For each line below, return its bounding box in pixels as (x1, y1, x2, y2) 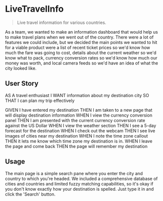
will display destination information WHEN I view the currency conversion (5, 112, 153, 118)
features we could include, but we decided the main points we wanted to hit (5, 39, 158, 45)
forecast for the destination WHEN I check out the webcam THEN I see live (5, 128, 155, 134)
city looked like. (5, 65, 37, 71)
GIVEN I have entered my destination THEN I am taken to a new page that (5, 107, 153, 113)
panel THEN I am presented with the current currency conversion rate (5, 117, 145, 123)
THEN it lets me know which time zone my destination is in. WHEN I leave (5, 138, 153, 144)
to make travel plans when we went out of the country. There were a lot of (5, 34, 154, 40)
